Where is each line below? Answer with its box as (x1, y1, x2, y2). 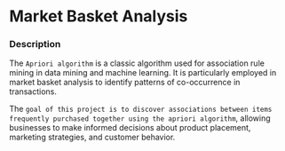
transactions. (9, 86, 58, 97)
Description (9, 38, 61, 51)
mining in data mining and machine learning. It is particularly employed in (9, 68, 277, 78)
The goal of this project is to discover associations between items (9, 104, 273, 115)
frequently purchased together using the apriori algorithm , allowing (9, 113, 271, 123)
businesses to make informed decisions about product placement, (9, 123, 251, 133)
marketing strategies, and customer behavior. (9, 131, 176, 143)
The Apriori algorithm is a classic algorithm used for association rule (9, 58, 265, 68)
